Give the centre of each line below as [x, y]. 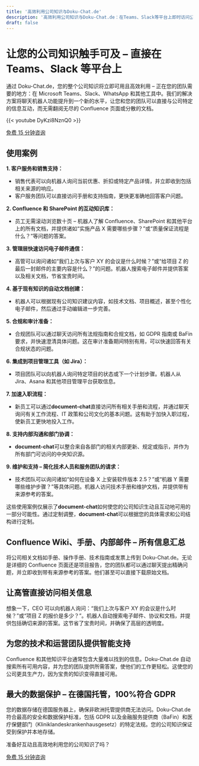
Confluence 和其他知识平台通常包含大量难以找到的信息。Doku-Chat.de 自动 [99, 659]
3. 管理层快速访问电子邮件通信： [46, 249]
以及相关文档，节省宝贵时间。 [51, 276]
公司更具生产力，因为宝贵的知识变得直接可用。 [63, 673]
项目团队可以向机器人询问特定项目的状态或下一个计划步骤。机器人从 [98, 374]
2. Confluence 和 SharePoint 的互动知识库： [60, 209]
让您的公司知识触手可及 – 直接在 [84, 54]
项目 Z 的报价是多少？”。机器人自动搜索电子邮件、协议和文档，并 [106, 615]
